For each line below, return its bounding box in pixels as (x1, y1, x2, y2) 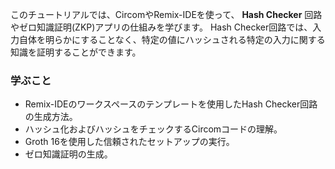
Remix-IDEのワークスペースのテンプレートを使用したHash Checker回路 (24, 98, 318, 110)
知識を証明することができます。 (10, 46, 142, 58)
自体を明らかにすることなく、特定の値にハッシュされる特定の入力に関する (18, 34, 326, 45)
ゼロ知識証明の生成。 (24, 148, 113, 160)
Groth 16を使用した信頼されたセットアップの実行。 (24, 136, 235, 148)
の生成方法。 (24, 111, 78, 123)
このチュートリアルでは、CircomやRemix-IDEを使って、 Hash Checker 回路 (10, 9, 323, 20)
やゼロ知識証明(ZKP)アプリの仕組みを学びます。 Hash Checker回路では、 (10, 21, 313, 33)
